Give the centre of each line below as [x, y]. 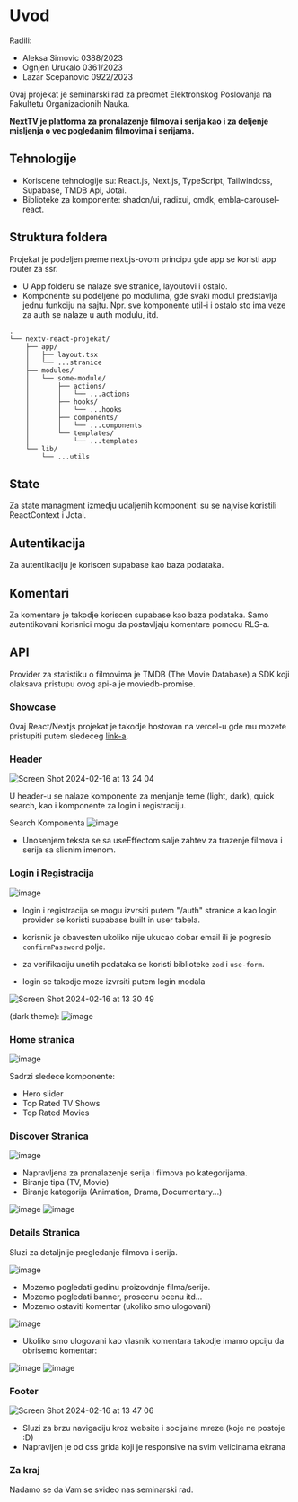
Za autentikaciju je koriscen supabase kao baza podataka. [117, 565]
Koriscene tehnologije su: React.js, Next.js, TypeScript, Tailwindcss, [148, 180]
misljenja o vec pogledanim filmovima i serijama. [102, 130]
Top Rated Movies [56, 1113]
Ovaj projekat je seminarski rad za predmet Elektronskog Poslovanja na [140, 94]
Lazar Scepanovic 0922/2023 [77, 76]
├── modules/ [50, 370]
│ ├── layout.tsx [62, 354]
